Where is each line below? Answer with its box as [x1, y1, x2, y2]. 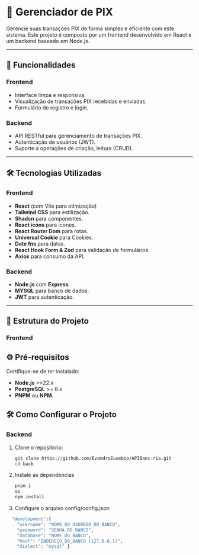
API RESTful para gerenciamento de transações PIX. [14, 132, 142, 139]
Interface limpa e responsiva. [14, 91, 86, 98]
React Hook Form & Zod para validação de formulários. [14, 246, 150, 253]
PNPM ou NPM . [14, 392, 54, 399]
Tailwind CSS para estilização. [14, 208, 90, 215]
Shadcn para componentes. [14, 215, 84, 222]
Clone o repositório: [14, 444, 63, 451]
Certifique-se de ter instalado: [6, 368, 80, 375]
